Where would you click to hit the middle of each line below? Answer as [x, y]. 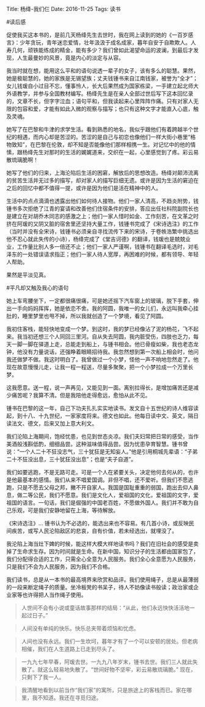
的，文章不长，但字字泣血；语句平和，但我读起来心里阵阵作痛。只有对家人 [100, 101]
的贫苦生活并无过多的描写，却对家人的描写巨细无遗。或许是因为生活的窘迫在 [103, 180]
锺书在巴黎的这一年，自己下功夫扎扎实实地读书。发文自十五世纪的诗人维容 [100, 408]
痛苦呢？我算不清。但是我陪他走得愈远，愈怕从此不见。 [81, 395]
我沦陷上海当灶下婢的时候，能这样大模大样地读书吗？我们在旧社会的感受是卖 [103, 544]
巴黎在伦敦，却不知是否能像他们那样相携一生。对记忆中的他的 [113, 144]
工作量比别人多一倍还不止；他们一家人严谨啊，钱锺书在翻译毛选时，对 [105, 247]
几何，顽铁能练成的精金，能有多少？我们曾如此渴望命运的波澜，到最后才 [102, 50]
